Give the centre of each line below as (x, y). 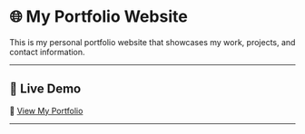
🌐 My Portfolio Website (98, 17)
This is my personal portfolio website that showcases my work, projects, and (152, 42)
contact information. (47, 52)
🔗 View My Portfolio (46, 110)
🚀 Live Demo (45, 89)
